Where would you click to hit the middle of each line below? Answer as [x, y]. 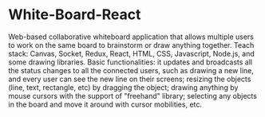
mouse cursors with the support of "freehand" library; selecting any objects [133, 96]
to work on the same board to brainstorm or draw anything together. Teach [131, 45]
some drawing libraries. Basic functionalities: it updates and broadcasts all [131, 62]
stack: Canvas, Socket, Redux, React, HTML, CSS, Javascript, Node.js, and [132, 53]
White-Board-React [75, 15]
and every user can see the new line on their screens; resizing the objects [130, 79]
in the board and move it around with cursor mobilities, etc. [105, 104]
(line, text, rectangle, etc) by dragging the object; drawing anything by [123, 87]
